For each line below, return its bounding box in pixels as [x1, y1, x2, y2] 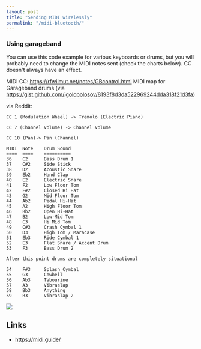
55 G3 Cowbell [6, 272, 63, 278]
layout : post [6, 8, 39, 15]
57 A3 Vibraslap [6, 282, 68, 288]
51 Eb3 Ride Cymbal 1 [6, 235, 79, 241]
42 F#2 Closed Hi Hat [6, 187, 79, 193]
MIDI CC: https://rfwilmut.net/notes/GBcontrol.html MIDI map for [6, 77, 166, 85]
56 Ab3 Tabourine [6, 277, 68, 283]
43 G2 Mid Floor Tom [6, 193, 79, 199]
